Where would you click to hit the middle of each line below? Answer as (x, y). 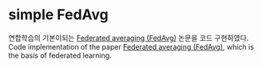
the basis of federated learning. (60, 55)
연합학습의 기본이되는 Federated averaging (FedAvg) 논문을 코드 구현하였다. (129, 38)
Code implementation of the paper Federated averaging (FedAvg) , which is (131, 46)
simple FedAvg (59, 15)
